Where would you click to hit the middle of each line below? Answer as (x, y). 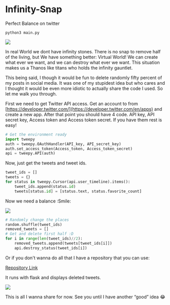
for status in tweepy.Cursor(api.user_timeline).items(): (68, 182)
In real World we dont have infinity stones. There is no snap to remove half (83, 51)
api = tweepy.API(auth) (30, 153)
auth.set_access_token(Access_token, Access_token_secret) (69, 149)
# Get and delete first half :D (39, 234)
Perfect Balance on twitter (32, 23)
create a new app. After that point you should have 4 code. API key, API (80, 114)
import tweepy (20, 139)
